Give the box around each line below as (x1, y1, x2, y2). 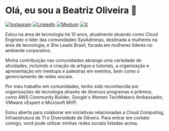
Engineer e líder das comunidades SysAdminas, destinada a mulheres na (5, 37, 158, 43)
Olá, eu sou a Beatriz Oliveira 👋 (5, 5, 137, 16)
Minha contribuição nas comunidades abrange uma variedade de (5, 57, 142, 63)
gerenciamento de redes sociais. (5, 73, 74, 79)
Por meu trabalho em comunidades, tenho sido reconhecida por (5, 83, 139, 89)
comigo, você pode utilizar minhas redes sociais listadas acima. (5, 120, 139, 126)
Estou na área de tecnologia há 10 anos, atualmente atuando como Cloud (5, 31, 158, 37)
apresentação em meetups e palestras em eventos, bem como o (5, 68, 140, 74)
